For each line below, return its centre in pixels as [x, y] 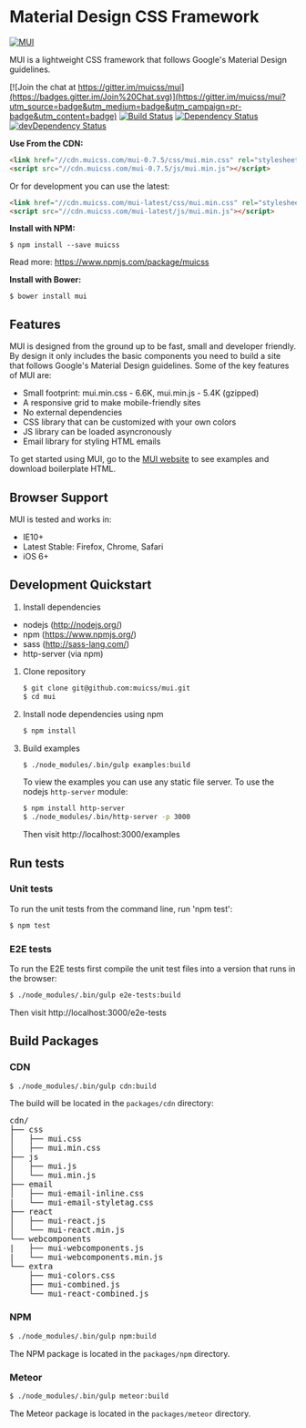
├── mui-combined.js [74, 1285]
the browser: [33, 978]
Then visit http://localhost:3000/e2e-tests [88, 1012]
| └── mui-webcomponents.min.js [87, 1258]
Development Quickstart [81, 585]
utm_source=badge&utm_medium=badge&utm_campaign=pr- [126, 106]
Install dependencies [62, 607]
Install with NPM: [42, 229]
